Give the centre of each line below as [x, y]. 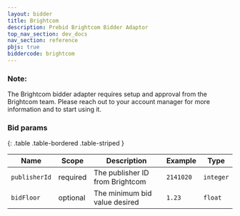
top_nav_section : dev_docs [47, 34]
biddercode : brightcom [41, 54]
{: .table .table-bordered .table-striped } [66, 143]
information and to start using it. [55, 109]
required [72, 178]
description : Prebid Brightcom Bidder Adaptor [78, 27]
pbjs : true [24, 47]
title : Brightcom [33, 21]
